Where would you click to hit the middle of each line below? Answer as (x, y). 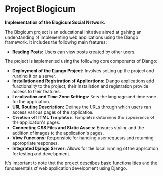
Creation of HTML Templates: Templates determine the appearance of (83, 117)
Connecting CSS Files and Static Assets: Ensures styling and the (78, 127)
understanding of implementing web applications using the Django (72, 37)
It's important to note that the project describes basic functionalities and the (81, 163)
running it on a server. (34, 76)
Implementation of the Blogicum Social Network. (55, 22)
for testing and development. (41, 153)
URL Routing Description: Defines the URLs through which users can (81, 107)
